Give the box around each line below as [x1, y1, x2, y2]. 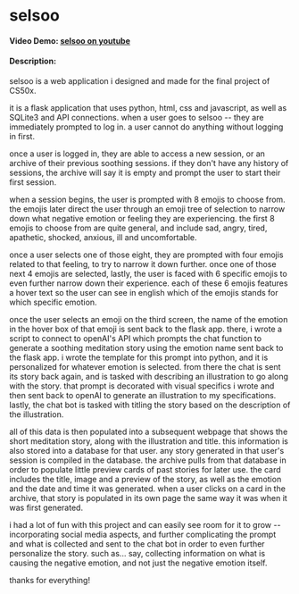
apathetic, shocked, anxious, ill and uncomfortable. [9, 231, 198, 242]
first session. [9, 176, 57, 188]
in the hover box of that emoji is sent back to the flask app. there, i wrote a [9, 323, 283, 334]
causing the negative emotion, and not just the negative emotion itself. [9, 557, 268, 568]
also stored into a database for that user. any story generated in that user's [9, 445, 285, 456]
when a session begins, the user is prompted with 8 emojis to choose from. [9, 194, 286, 205]
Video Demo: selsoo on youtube [9, 35, 131, 46]
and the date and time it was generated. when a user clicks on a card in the [9, 483, 286, 494]
